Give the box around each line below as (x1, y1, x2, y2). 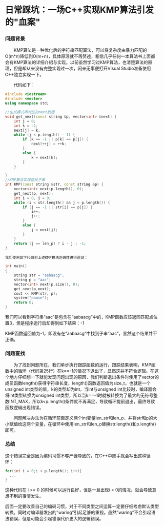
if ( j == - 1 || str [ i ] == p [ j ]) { (22, 204, 93, 210)
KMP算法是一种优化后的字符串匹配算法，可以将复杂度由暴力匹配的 (13, 47, 147, 53)
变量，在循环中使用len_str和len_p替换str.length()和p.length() (35, 421, 156, 427)
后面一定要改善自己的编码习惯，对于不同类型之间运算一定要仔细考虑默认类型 (5, 504, 159, 509)
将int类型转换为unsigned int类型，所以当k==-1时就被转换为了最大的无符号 (5, 392, 154, 398)
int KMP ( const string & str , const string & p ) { (5, 182, 104, 187)
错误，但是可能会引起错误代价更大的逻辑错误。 (9, 516, 103, 522)
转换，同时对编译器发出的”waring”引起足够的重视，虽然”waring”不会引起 (5, 509, 151, 515)
